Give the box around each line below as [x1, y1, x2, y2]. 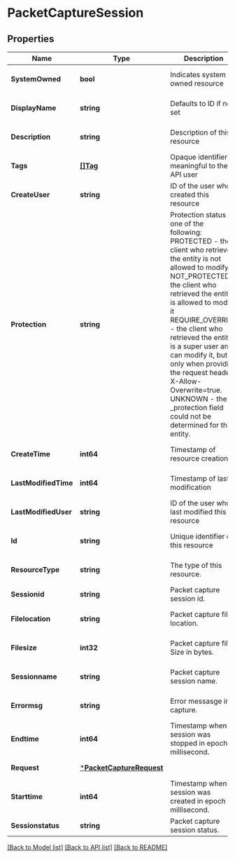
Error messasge [170, 696, 222, 706]
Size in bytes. [170, 647, 215, 657]
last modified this [170, 507, 227, 517]
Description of [170, 128, 217, 137]
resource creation [170, 454, 229, 463]
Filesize [10, 643, 37, 653]
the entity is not [170, 254, 222, 264]
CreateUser [10, 190, 50, 199]
